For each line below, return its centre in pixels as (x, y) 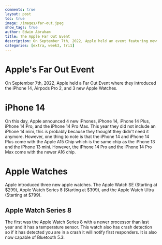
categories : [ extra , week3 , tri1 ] (40, 46)
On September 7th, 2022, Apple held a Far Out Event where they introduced (81, 83)
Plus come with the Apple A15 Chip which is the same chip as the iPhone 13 (80, 141)
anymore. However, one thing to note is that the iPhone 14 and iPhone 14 (77, 137)
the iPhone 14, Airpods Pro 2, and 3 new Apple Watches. (61, 88)
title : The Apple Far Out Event (37, 37)
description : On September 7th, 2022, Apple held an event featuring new (81, 41)
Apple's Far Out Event (50, 69)
